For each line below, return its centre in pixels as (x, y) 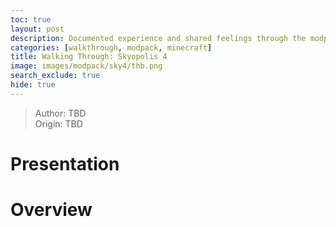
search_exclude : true (55, 76)
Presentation (65, 163)
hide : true (33, 85)
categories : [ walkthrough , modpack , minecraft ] (111, 47)
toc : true (31, 19)
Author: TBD (60, 113)
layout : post (37, 29)
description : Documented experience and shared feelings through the (158, 38)
